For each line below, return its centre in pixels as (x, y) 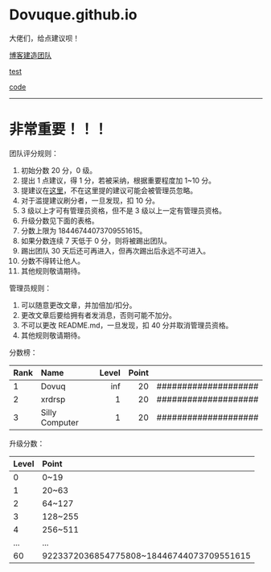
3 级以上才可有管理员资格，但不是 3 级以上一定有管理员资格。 (123, 210)
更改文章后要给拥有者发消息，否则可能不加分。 (98, 315)
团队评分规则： (34, 153)
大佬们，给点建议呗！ (44, 38)
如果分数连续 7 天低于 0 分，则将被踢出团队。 (96, 241)
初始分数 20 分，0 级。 (59, 170)
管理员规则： (30, 288)
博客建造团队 (30, 55)
